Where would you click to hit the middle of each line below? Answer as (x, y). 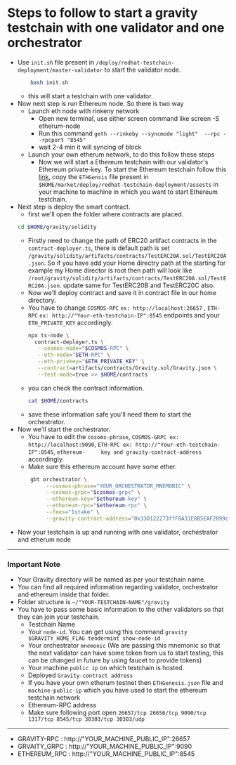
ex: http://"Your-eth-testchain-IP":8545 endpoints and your (130, 315)
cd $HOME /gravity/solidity (57, 227)
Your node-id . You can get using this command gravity (107, 632)
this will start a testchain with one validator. (90, 96)
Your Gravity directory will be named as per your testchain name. (111, 580)
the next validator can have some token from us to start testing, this (126, 653)
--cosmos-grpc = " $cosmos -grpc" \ (93, 492)
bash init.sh (50, 82)
